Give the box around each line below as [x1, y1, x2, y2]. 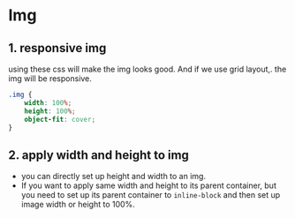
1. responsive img [8, 41, 107, 56]
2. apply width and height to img [8, 147, 189, 162]
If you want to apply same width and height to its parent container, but [20, 180, 277, 191]
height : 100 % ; [24, 107, 76, 116]
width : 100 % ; [24, 98, 72, 107]
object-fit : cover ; [24, 115, 96, 124]
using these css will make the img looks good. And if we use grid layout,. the [8, 64, 287, 74]
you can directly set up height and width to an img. [20, 171, 207, 182]
